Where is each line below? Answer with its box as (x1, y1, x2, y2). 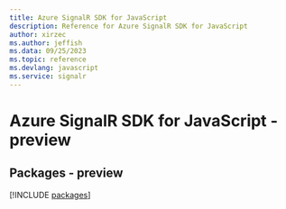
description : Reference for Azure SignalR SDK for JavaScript (9, 22, 248, 31)
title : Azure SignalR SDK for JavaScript (9, 13, 168, 23)
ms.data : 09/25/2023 (9, 47, 88, 56)
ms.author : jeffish (9, 38, 83, 48)
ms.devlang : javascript (9, 64, 99, 73)
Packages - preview (9, 166, 124, 181)
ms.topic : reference (9, 55, 88, 64)
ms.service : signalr (9, 72, 88, 81)
